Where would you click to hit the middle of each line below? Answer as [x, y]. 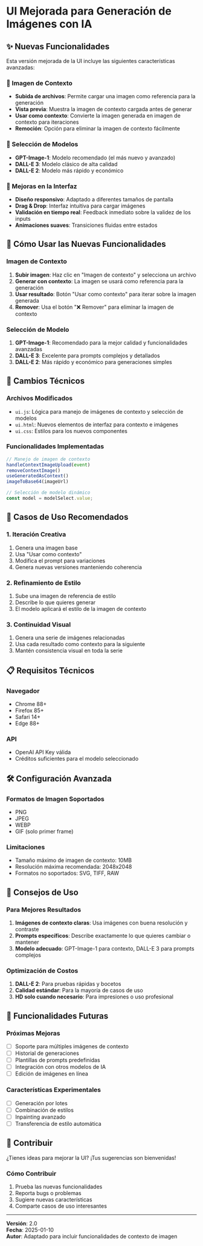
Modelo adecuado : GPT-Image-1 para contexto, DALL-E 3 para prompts [105, 948]
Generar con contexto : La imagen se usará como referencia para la [99, 281]
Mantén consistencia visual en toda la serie [69, 651]
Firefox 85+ [29, 710]
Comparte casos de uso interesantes [61, 1206]
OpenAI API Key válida [43, 752]
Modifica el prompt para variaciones [60, 561]
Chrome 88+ [31, 704]
